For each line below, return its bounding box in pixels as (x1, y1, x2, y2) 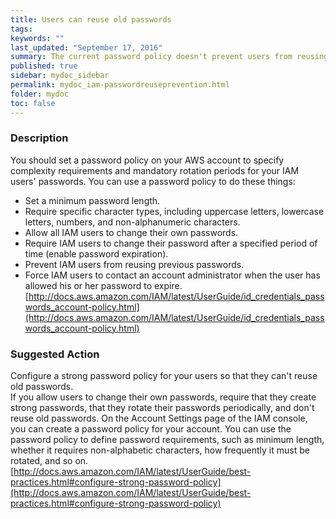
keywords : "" (10, 33, 65, 43)
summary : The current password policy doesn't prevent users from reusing (10, 52, 329, 62)
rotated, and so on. (10, 455, 89, 467)
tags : (10, 24, 33, 34)
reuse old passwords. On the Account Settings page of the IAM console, (10, 412, 308, 425)
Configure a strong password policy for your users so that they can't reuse (10, 370, 318, 382)
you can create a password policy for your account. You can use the (10, 423, 292, 435)
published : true (10, 61, 78, 71)
